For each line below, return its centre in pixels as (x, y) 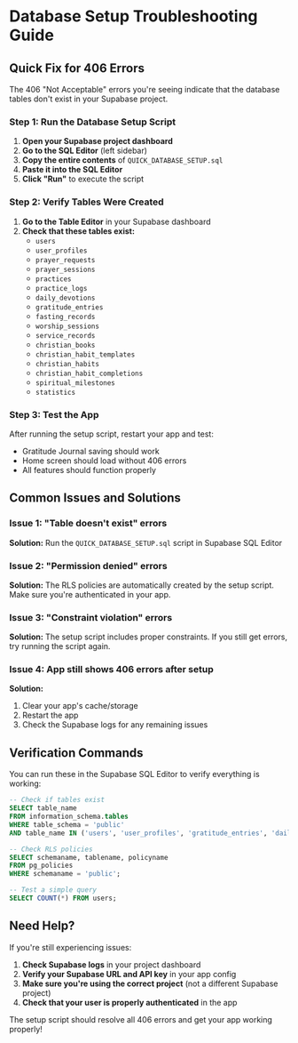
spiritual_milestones (75, 383)
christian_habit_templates (85, 354)
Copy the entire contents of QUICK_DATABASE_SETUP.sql (122, 160)
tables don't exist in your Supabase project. (89, 99)
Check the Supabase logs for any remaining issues (115, 725)
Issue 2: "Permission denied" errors (88, 566)
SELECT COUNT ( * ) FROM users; (63, 899)
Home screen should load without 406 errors (104, 461)
